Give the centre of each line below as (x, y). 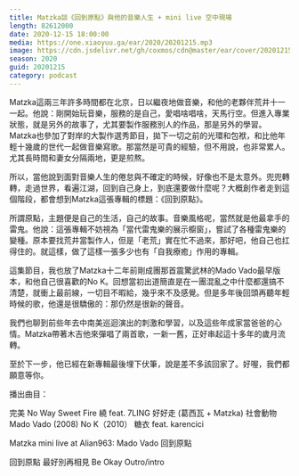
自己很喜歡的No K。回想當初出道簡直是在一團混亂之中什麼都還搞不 (162, 281)
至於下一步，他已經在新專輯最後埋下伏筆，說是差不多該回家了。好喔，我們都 (149, 364)
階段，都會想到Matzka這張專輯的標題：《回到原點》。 (112, 199)
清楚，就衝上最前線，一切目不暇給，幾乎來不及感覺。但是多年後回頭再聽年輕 (149, 292)
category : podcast (43, 76)
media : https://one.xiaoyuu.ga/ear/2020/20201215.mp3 (111, 42)
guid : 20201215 (37, 68)
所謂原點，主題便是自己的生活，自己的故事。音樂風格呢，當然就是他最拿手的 (149, 217)
